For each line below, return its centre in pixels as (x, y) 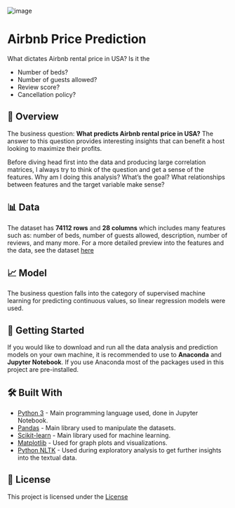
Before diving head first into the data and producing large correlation (107, 162)
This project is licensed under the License (68, 496)
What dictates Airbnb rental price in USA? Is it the (79, 58)
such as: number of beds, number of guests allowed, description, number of (117, 235)
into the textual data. (47, 457)
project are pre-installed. (43, 370)
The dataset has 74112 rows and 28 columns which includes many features (116, 227)
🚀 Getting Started (46, 330)
